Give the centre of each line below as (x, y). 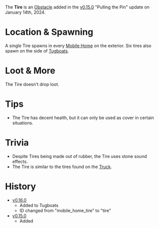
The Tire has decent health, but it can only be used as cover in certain (83, 118)
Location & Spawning (49, 32)
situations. (23, 123)
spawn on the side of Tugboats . (37, 51)
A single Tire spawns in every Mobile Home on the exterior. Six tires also (78, 46)
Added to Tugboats (39, 205)
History (21, 186)
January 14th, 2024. (25, 12)
